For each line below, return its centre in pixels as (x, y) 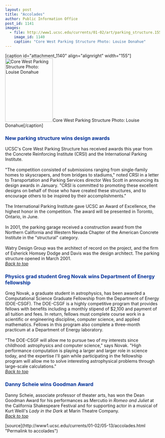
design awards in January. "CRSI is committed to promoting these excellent (82, 185)
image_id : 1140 (29, 37)
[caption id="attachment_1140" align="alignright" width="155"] (68, 56)
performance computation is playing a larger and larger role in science (76, 351)
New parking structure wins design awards (57, 138)
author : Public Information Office (41, 19)
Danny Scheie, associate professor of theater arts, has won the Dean (75, 395)
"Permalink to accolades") (31, 431)
